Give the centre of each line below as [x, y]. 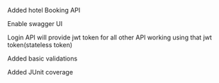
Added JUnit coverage [40, 72]
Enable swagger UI [35, 24]
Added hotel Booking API [44, 10]
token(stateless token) [40, 45]
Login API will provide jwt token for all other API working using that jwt [110, 37]
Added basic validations [43, 58]
